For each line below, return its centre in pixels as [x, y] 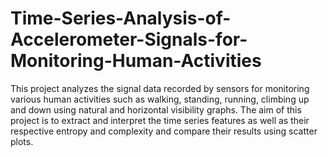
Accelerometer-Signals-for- [129, 39]
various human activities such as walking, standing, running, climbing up [160, 99]
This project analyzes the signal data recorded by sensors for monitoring [160, 88]
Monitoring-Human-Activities [136, 61]
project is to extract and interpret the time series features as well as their [160, 120]
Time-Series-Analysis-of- [121, 18]
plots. [22, 141]
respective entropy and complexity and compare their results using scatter [164, 131]
